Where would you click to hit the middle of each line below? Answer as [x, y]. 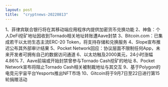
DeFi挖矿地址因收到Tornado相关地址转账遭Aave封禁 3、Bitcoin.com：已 [84, 35]
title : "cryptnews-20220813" [37, 14]
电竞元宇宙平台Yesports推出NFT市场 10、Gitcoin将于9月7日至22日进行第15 [82, 73]
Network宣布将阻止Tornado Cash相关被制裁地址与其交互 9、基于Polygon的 [83, 67]
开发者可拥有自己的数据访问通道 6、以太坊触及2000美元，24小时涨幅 [81, 54]
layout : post [19, 10]
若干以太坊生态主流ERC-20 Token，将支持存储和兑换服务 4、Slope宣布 [83, 42]
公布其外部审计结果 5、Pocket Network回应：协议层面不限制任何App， [83, 48]
